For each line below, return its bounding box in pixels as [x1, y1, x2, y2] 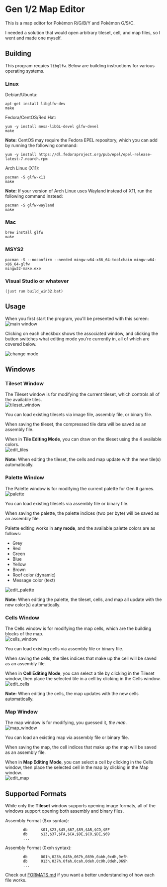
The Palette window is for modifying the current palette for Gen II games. [5, 485, 155, 491]
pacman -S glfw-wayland [5, 203, 55, 208]
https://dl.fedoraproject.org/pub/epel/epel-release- [38, 152, 153, 157]
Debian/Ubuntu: [5, 92, 38, 98]
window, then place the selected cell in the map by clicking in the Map [5, 764, 149, 770]
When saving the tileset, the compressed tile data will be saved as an [5, 421, 147, 427]
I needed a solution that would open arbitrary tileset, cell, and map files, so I [5, 29, 161, 35]
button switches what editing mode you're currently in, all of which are [5, 335, 150, 342]
